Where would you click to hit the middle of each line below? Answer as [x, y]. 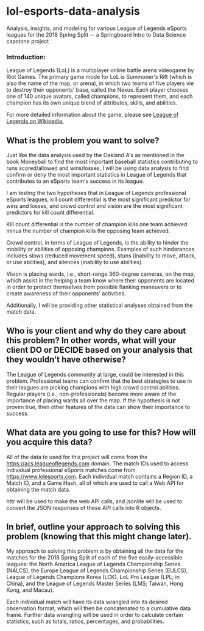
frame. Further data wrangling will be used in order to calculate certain [95, 615]
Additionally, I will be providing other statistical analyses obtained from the [100, 305]
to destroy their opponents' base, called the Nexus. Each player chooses [97, 90]
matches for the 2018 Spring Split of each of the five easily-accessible [94, 558]
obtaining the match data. [39, 489]
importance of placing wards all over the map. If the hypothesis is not [93, 400]
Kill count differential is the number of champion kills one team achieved [97, 224]
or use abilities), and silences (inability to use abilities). [75, 262]
